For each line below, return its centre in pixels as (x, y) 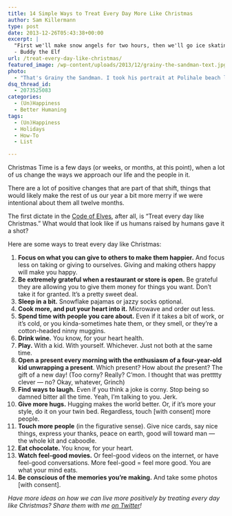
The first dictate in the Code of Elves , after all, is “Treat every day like (106, 216)
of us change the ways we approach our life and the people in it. (99, 175)
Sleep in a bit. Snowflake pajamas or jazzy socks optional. (101, 301)
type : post (23, 26)
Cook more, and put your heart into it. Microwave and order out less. (116, 309)
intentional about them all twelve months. (66, 203)
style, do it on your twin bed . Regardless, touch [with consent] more (114, 412)
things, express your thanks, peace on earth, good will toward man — (116, 434)
